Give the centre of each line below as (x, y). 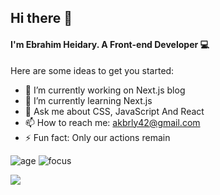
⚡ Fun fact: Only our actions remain (97, 137)
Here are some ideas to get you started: (92, 70)
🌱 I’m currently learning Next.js (88, 100)
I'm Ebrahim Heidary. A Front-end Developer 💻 (110, 44)
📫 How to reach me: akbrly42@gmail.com (112, 122)
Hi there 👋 (41, 18)
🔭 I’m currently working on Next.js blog (105, 90)
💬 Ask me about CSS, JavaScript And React (114, 111)
